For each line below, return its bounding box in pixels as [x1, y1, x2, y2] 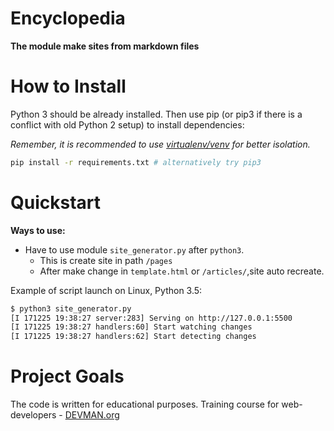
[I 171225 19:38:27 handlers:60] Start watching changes [10, 322, 253, 332]
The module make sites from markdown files [10, 40, 200, 52]
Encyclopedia [10, 7, 126, 30]
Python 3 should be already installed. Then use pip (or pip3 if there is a [10, 108, 303, 120]
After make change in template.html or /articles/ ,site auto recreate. [39, 265, 325, 277]
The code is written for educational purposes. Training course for [10, 398, 280, 411]
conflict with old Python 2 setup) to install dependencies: [10, 118, 245, 131]
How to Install [10, 75, 127, 98]
